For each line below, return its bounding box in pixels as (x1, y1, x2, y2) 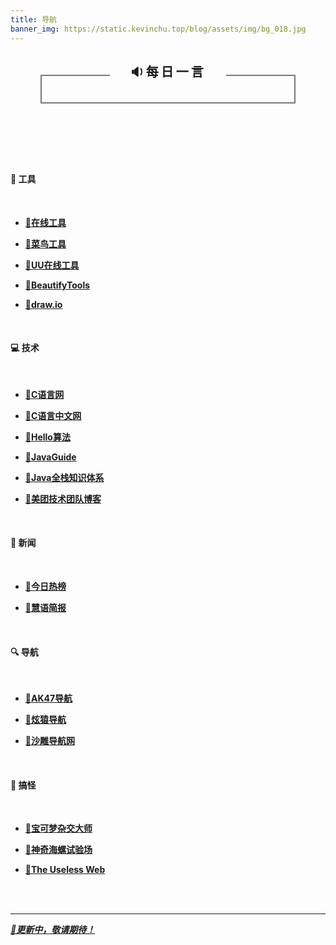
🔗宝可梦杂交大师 (24, 822, 93, 835)
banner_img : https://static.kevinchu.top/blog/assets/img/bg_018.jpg (10, 24, 307, 34)
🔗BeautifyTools (24, 279, 91, 291)
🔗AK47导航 (24, 692, 73, 705)
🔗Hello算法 (24, 431, 71, 443)
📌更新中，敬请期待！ (10, 924, 96, 936)
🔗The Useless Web (24, 864, 106, 876)
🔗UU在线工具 (24, 259, 80, 271)
